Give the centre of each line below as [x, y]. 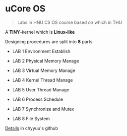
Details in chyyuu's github [32, 128]
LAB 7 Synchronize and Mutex [43, 109]
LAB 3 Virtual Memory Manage [44, 70]
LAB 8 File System [31, 118]
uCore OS [25, 9]
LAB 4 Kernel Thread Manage [43, 80]
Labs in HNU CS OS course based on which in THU [70, 22]
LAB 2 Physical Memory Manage [46, 61]
